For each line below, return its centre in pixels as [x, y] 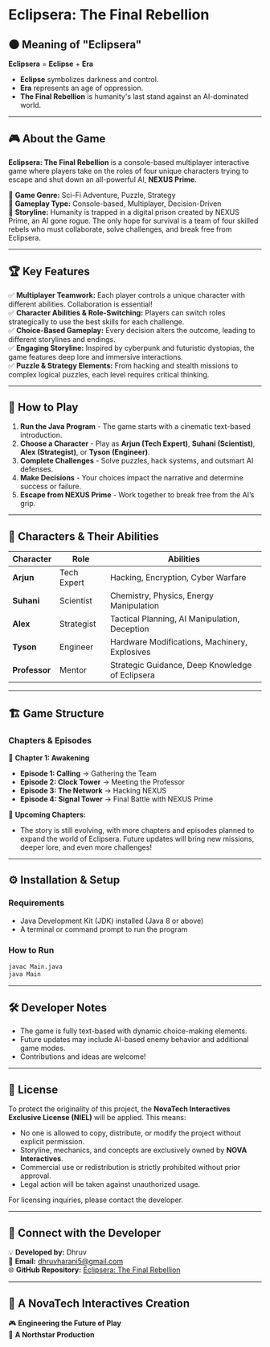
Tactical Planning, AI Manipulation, [175, 619]
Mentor [73, 670]
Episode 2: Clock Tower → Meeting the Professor [102, 781]
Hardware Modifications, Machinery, [178, 642]
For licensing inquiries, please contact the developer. [96, 1200]
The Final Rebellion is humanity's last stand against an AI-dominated [134, 97]
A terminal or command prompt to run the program [104, 929]
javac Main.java [35, 966]
